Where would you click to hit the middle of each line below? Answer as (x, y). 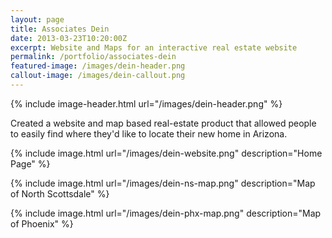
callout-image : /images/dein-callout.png (98, 76)
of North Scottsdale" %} (60, 193)
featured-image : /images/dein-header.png (98, 66)
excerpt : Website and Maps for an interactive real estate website (154, 47)
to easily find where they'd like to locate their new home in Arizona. (149, 133)
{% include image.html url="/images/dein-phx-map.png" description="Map (166, 213)
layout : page (37, 19)
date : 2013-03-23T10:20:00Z (69, 38)
